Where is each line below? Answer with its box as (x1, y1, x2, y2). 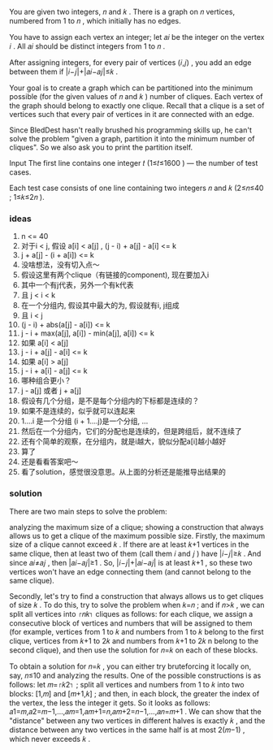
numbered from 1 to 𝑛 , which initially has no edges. (9, 16, 181, 25)
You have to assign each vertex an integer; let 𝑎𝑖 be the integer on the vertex (9, 33, 265, 41)
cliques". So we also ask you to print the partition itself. (9, 142, 193, 152)
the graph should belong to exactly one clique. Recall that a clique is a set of (9, 101, 265, 111)
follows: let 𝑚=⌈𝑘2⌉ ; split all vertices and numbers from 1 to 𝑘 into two (9, 679, 245, 689)
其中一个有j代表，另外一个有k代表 (20, 280, 134, 290)
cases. (9, 167, 32, 177)
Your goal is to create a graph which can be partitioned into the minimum (9, 83, 253, 93)
